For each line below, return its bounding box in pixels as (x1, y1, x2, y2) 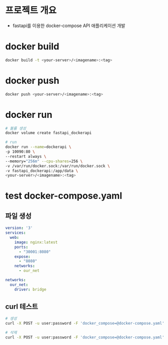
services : (5, 230, 26, 235)
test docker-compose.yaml (5, 190, 123, 202)
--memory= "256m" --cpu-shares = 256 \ (5, 159, 83, 164)
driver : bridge (14, 287, 47, 292)
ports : (14, 244, 28, 250)
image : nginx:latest (14, 239, 58, 245)
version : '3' (5, 226, 33, 231)
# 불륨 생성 (5, 126, 26, 131)
